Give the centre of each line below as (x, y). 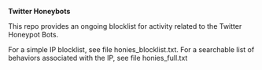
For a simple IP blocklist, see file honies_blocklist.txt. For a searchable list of (131, 49)
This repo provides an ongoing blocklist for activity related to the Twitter (125, 26)
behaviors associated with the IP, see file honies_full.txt (98, 58)
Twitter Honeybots (39, 11)
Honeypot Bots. (33, 35)
